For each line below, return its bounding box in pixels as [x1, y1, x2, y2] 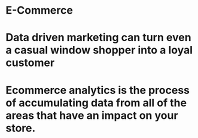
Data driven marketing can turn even [5, 31, 192, 45]
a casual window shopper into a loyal [5, 43, 193, 57]
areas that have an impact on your [5, 108, 178, 122]
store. [5, 121, 36, 134]
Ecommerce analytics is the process [5, 83, 190, 97]
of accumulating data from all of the [5, 96, 187, 109]
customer [5, 56, 55, 70]
